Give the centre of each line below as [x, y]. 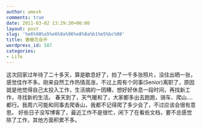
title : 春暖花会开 [27, 40]
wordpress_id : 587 [29, 46]
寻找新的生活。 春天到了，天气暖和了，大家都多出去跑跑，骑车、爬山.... [105, 97]
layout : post [23, 29]
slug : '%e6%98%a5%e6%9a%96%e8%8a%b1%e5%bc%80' [66, 34]
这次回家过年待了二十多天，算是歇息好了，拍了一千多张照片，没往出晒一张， [101, 74]
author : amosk [24, 12]
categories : [21, 51]
